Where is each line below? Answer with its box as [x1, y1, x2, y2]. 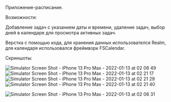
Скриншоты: [5, 55, 32, 61]
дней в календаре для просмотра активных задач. [5, 30, 116, 35]
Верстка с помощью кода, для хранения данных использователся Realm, [5, 39, 166, 46]
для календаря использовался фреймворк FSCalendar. [5, 45, 125, 51]
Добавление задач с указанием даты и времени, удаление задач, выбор [5, 24, 165, 30]
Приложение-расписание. [5, 5, 63, 10]
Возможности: [5, 14, 37, 20]
